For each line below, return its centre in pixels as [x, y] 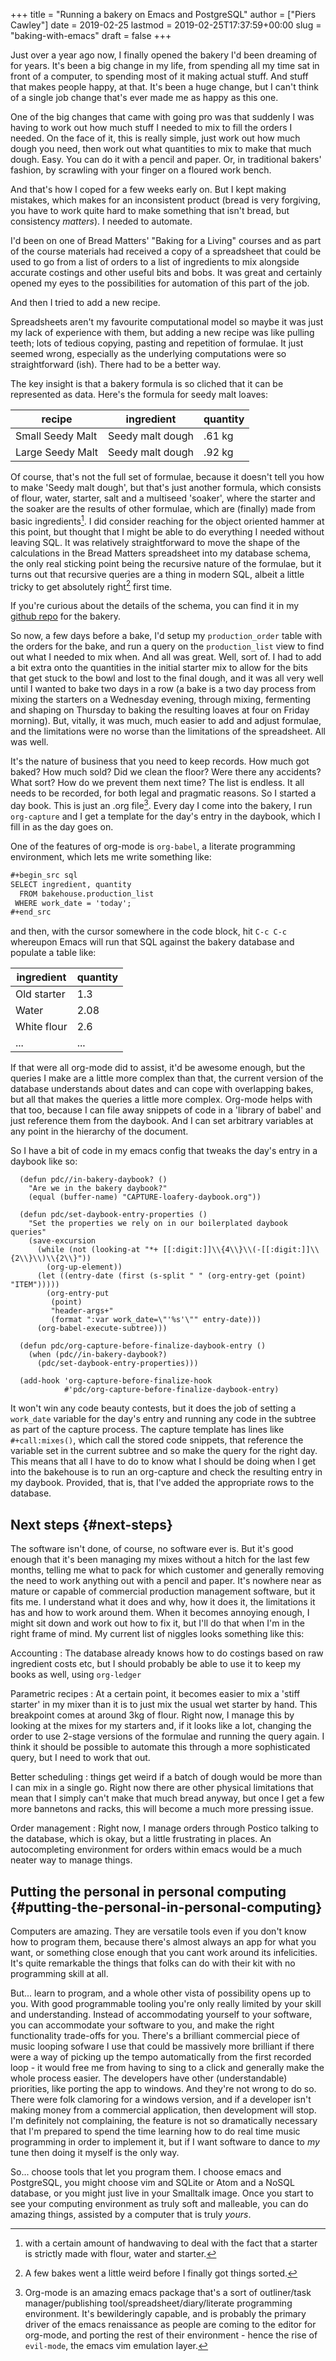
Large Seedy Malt [57, 452]
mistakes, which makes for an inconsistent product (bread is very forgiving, [165, 200]
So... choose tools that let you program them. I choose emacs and [146, 2171]
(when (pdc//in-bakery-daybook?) [98, 1355]
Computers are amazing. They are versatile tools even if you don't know [158, 1931]
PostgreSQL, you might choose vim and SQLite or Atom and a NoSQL [152, 2182]
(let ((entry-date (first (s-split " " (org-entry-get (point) [171, 1276]
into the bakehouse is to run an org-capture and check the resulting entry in [166, 1472]
